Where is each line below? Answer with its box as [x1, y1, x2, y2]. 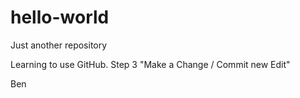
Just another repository [10, 39, 108, 51]
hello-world [10, 6, 110, 29]
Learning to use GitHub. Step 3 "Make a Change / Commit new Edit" [10, 58, 291, 70]
